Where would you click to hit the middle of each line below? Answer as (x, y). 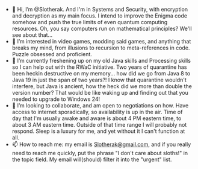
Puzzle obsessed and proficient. (52, 54)
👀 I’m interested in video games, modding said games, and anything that (101, 41)
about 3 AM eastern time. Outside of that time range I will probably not (99, 125)
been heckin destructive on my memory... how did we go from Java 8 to (101, 73)
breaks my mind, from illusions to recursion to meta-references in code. (101, 48)
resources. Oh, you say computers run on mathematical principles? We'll (102, 28)
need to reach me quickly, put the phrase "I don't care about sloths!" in (100, 153)
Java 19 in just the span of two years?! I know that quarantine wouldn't (99, 80)
